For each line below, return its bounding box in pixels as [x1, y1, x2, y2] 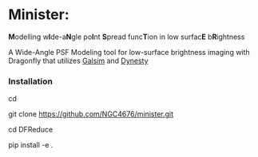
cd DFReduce [8, 125, 54, 135]
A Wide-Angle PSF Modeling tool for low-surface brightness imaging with [8, 47, 250, 57]
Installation [8, 76, 54, 87]
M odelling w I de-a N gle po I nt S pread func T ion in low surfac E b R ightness [8, 32, 245, 41]
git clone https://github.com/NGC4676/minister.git [8, 109, 174, 119]
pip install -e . [8, 140, 54, 150]
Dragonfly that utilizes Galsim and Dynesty [8, 56, 149, 65]
